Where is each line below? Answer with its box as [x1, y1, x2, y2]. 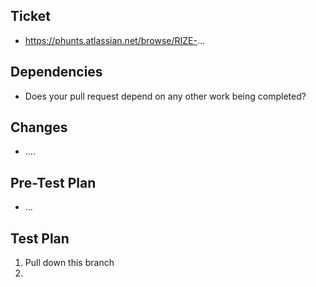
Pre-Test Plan [10, 174, 97, 191]
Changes [10, 119, 68, 136]
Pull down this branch [24, 257, 115, 269]
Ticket [10, 8, 51, 25]
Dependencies [10, 64, 103, 81]
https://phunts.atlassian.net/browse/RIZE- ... [24, 34, 206, 46]
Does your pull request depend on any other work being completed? [24, 90, 307, 102]
